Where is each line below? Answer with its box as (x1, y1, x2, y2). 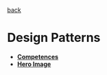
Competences (16, 52, 59, 61)
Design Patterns (7, 30, 101, 45)
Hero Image (16, 60, 51, 68)
